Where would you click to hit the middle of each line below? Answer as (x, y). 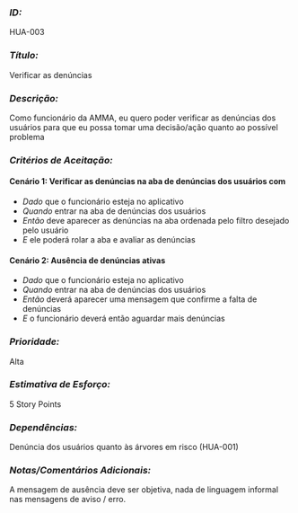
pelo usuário (45, 230)
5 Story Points (35, 404)
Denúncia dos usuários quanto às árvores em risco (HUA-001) (124, 447)
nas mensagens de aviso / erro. (68, 500)
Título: (24, 56)
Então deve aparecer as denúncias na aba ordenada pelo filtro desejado (156, 221)
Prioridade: (35, 341)
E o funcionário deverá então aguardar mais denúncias (124, 318)
